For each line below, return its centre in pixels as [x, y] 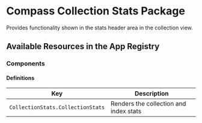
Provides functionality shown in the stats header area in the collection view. [100, 28]
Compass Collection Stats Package [96, 11]
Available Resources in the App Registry [83, 46]
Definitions [20, 78]
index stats [126, 111]
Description [152, 94]
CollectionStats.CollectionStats [57, 107]
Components [26, 64]
